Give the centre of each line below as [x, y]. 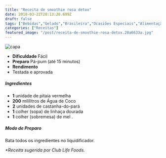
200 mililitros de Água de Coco [44, 101]
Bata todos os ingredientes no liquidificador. [50, 140]
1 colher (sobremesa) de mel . [42, 117]
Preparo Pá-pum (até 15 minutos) [46, 61]
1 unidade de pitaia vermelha [41, 96]
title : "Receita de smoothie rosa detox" [48, 10]
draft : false [19, 19]
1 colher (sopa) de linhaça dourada [48, 111]
